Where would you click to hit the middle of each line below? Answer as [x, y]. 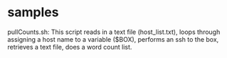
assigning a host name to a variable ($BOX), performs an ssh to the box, [113, 39]
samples [33, 12]
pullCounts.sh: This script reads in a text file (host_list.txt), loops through [114, 32]
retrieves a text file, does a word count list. [70, 47]
